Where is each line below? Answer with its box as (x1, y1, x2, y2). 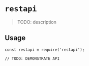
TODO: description (17, 19, 57, 25)
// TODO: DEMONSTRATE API (5, 56, 60, 61)
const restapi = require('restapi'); (5, 47, 85, 52)
